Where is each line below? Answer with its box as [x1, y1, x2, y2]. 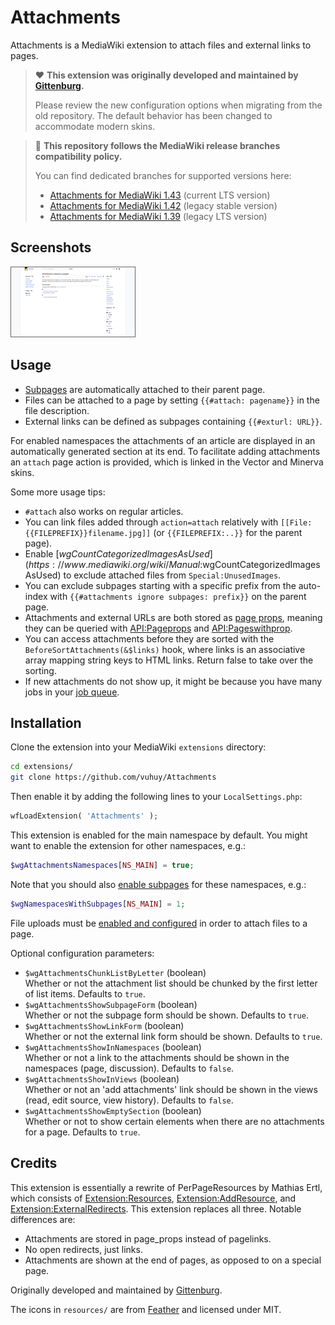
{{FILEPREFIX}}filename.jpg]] [24, 528, 152, 538]
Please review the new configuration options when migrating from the [34, 99, 323, 111]
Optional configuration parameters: [10, 947, 155, 959]
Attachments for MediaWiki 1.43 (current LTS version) [49, 189, 271, 201]
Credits [10, 1155, 58, 1172]
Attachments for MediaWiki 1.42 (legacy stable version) [49, 199, 278, 211]
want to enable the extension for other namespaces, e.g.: [10, 840, 247, 851]
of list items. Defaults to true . [24, 987, 146, 1000]
